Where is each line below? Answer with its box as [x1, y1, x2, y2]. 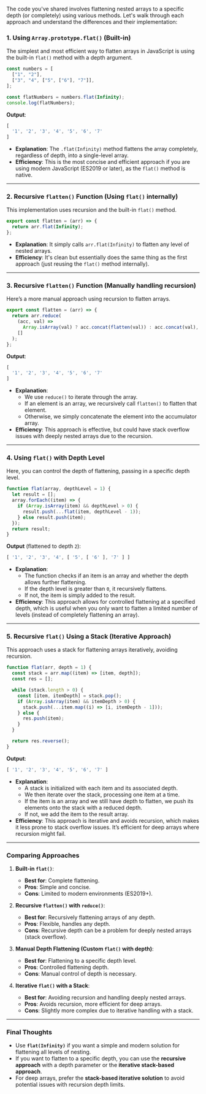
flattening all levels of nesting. [15, 1049, 91, 1056]
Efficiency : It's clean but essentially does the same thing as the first [15, 254, 188, 261]
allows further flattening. [24, 579, 87, 586]
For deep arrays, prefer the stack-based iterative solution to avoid [15, 1074, 185, 1082]
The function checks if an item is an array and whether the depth [24, 572, 189, 579]
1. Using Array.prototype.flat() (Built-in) [6, 33, 131, 42]
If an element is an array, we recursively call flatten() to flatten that [24, 400, 197, 407]
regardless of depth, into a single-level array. [15, 152, 129, 159]
